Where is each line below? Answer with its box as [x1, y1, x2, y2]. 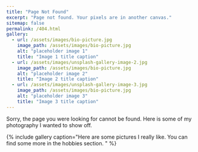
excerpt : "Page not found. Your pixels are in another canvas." [6, 14, 172, 21]
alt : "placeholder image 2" [17, 71, 88, 77]
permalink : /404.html [6, 25, 61, 32]
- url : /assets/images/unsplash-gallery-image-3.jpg [12, 82, 148, 88]
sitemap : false [6, 20, 45, 26]
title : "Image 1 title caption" [17, 54, 99, 60]
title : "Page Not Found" [6, 8, 69, 15]
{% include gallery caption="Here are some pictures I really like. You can [6, 133, 188, 141]
